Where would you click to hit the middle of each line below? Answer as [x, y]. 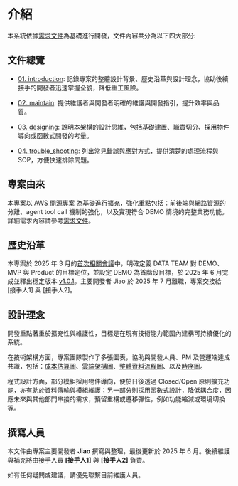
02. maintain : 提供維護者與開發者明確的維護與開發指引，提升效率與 [115, 102]
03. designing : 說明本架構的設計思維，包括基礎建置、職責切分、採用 [117, 127]
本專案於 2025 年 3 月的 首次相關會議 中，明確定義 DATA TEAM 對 [102, 263]
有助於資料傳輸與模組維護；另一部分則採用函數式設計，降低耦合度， [125, 390]
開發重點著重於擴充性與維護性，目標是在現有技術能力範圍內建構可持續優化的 [119, 333]
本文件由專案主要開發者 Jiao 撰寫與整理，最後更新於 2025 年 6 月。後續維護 [119, 451]
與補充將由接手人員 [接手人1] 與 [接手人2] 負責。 [78, 460]
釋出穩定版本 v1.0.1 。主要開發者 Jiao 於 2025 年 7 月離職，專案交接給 [120, 281]
